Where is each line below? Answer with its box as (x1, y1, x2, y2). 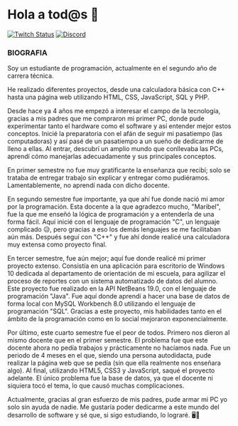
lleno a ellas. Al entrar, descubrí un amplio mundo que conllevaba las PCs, (7, 145, 224, 153)
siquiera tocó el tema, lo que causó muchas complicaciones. (7, 381, 185, 390)
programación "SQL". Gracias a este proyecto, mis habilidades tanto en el (7, 307, 222, 316)
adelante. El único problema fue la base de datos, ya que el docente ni (7, 374, 213, 383)
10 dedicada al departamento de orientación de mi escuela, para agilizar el (7, 269, 226, 278)
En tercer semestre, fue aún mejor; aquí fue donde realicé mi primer (7, 254, 206, 263)
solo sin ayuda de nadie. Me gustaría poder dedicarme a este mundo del (7, 402, 220, 412)
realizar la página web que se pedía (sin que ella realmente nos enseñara (7, 359, 222, 368)
